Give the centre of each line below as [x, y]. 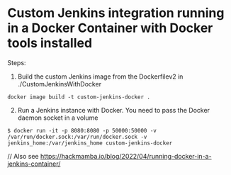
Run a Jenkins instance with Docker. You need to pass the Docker [114, 110]
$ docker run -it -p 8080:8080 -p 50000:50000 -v [82, 130]
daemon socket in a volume [58, 118]
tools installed [50, 43]
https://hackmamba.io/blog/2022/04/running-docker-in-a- [126, 156]
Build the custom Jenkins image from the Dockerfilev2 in [100, 77]
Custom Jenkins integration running [116, 13]
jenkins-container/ [34, 164]
